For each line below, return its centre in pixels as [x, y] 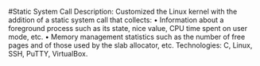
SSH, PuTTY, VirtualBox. [48, 54]
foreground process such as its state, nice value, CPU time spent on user [128, 28]
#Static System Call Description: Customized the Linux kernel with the [123, 12]
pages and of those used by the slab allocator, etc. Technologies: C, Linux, [130, 45]
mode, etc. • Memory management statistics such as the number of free [127, 37]
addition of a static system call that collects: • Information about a [116, 20]
